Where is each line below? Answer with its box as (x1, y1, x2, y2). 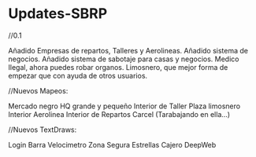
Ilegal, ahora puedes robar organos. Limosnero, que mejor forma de (8, 62, 228, 71)
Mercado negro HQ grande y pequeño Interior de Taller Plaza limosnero (8, 101, 241, 111)
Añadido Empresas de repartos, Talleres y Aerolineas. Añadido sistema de (8, 46, 249, 55)
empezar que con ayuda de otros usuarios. (8, 71, 148, 80)
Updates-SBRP (8, 5, 108, 23)
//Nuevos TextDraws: (8, 125, 77, 134)
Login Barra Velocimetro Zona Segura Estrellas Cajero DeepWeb (8, 140, 217, 149)
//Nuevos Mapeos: (8, 86, 69, 95)
